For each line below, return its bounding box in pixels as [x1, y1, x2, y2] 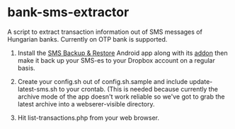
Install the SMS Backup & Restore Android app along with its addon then [17, 49, 228, 57]
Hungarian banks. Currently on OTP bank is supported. [7, 35, 168, 43]
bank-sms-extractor [7, 4, 130, 20]
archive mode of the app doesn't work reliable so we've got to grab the [17, 92, 225, 101]
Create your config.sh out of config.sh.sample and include [17, 77, 188, 85]
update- [189, 77, 213, 85]
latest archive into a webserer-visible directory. [17, 99, 155, 108]
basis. [17, 63, 35, 72]
